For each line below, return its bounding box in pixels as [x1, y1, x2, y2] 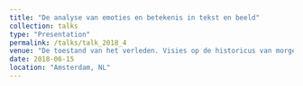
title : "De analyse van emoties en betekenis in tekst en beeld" [9, 13, 260, 22]
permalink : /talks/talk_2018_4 [9, 38, 127, 47]
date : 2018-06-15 [9, 55, 75, 64]
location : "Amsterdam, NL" [9, 64, 111, 73]
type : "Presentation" [9, 30, 91, 39]
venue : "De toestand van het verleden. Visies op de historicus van [9, 47, 272, 56]
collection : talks [9, 21, 78, 30]
